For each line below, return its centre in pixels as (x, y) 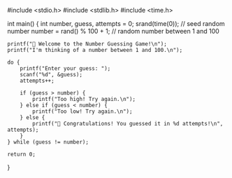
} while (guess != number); (48, 142)
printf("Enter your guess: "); (65, 69)
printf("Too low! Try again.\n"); (82, 111)
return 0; (22, 154)
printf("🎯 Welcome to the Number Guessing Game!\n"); (87, 44)
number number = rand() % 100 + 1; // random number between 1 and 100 (114, 31)
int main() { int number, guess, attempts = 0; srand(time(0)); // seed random (116, 23)
